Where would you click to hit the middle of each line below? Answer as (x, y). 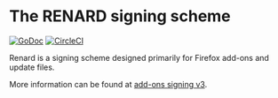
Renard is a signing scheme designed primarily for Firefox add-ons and (139, 57)
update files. (32, 67)
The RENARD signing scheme (120, 16)
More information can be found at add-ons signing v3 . (108, 84)
